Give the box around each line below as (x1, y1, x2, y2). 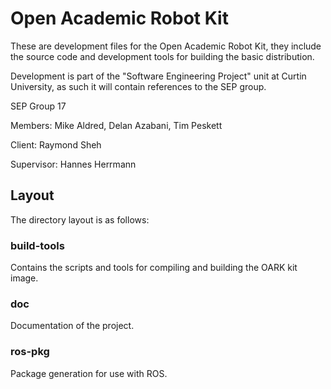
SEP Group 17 (10, 100, 67, 112)
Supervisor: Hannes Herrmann (10, 158, 137, 170)
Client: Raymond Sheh (10, 138, 102, 151)
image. (10, 272, 39, 284)
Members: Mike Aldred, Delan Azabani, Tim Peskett (10, 119, 223, 131)
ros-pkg (10, 345, 50, 359)
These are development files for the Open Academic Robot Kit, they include (10, 40, 322, 52)
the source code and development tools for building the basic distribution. (10, 50, 315, 62)
